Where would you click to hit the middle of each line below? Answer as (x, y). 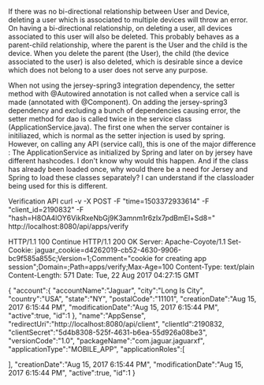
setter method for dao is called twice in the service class (100, 119)
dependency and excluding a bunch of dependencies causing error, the (125, 110)
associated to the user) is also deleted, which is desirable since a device (125, 62)
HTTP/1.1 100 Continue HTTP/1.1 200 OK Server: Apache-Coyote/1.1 (117, 241)
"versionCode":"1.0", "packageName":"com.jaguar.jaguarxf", (106, 341)
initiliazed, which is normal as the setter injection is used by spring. (117, 136)
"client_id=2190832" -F (46, 209)
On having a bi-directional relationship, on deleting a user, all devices (120, 28)
